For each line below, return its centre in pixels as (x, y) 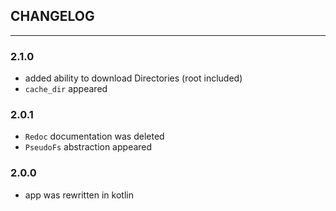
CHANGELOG (52, 16)
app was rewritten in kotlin (79, 195)
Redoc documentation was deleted (94, 136)
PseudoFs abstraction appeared (88, 147)
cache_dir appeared (66, 89)
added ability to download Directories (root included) (133, 78)
